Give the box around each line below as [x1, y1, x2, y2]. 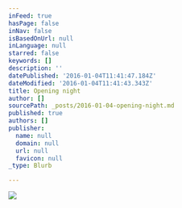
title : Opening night [8, 86, 81, 95]
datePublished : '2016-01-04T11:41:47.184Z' [8, 72, 157, 80]
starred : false [8, 49, 60, 57]
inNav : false [8, 27, 52, 35]
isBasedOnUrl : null [8, 34, 74, 43]
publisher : [8, 124, 45, 132]
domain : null [15, 139, 60, 148]
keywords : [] [8, 57, 52, 65]
